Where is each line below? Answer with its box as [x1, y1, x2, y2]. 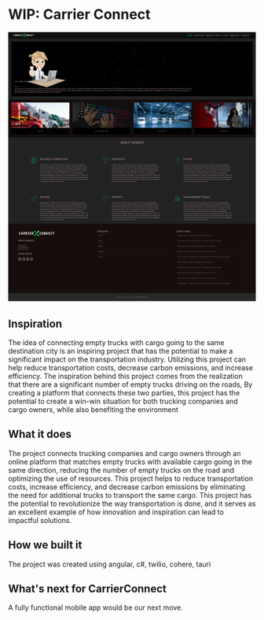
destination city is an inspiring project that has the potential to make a [8, 347, 233, 356]
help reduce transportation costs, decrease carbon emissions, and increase [8, 363, 254, 373]
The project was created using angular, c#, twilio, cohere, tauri [8, 559, 211, 569]
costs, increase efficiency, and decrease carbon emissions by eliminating [8, 482, 246, 492]
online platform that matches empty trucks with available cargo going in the [8, 457, 253, 466]
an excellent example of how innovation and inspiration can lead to [8, 507, 224, 517]
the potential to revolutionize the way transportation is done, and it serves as [8, 499, 256, 508]
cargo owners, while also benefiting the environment [8, 405, 179, 414]
